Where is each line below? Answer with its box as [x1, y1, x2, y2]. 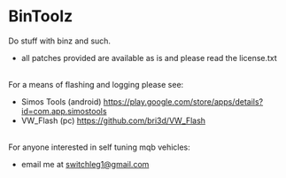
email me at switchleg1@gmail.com [20, 159, 150, 169]
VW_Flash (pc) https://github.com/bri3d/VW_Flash [20, 115, 205, 126]
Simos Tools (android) [20, 96, 102, 107]
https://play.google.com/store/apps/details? [103, 96, 264, 107]
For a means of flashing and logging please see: [8, 79, 184, 89]
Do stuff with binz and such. [8, 35, 112, 46]
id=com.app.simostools [20, 105, 107, 116]
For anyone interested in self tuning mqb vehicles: [8, 142, 191, 152]
